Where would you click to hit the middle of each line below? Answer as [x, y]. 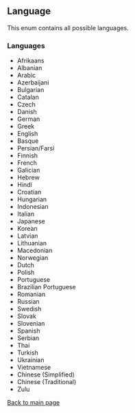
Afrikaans [30, 60]
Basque [28, 141]
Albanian [29, 68]
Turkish [28, 353]
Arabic [26, 76]
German [28, 119]
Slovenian [31, 324]
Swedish [29, 309]
